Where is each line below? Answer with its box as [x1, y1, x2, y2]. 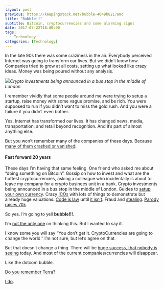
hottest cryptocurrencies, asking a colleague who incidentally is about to [5, 175, 152, 181]
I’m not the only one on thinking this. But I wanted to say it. [5, 220, 123, 226]
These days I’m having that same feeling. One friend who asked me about [5, 165, 154, 171]
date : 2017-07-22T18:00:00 [5, 25, 60, 30]
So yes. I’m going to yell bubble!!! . [5, 211, 74, 217]
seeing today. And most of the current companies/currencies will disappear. [5, 250, 158, 256]
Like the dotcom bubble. [5, 259, 54, 265]
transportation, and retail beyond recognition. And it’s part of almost [5, 123, 142, 129]
